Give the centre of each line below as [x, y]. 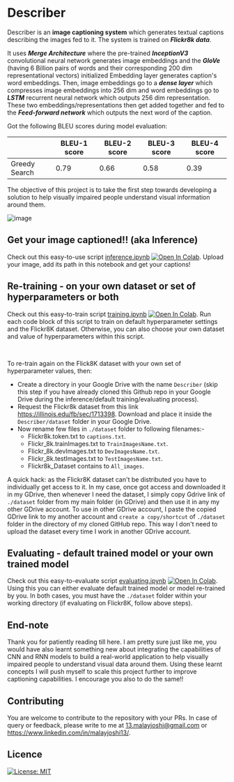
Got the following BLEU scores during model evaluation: [87, 126]
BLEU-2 [118, 143]
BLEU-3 [161, 143]
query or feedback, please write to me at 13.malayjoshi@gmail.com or [107, 725]
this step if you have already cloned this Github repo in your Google [114, 392]
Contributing [36, 701]
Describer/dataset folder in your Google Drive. [84, 421]
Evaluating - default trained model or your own [110, 553]
